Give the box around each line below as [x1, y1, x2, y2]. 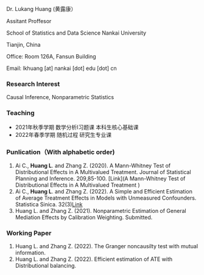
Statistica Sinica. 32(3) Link [15, 200, 83, 208]
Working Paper [6, 229, 52, 237]
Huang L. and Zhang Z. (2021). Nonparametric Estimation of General [15, 207, 187, 214]
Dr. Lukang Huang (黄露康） [6, 5, 77, 12]
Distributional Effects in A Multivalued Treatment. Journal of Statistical [15, 168, 191, 175]
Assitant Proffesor [6, 18, 52, 24]
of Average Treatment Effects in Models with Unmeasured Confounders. [15, 194, 197, 201]
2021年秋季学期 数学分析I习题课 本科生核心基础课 [15, 124, 139, 131]
